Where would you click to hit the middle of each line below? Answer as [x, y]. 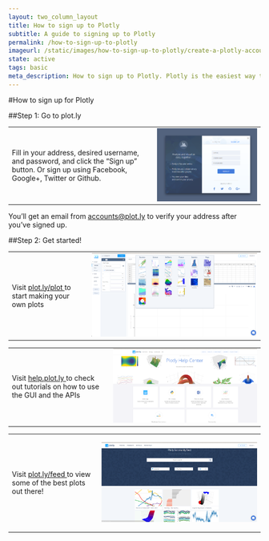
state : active [32, 59]
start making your [41, 296]
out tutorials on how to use [56, 387]
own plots [28, 304]
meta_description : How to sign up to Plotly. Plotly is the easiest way [132, 76]
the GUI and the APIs [46, 395]
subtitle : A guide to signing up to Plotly [82, 34]
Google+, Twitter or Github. [56, 178]
